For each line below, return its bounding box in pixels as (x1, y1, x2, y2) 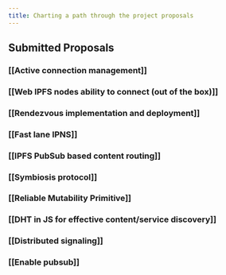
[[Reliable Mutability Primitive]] (8, 192, 131, 203)
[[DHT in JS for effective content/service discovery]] (8, 214, 217, 225)
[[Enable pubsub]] (8, 257, 80, 268)
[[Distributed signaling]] (8, 235, 103, 246)
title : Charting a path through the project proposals (8, 11, 194, 20)
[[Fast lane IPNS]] (8, 129, 78, 140)
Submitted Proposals (8, 41, 115, 55)
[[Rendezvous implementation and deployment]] (8, 107, 201, 118)
